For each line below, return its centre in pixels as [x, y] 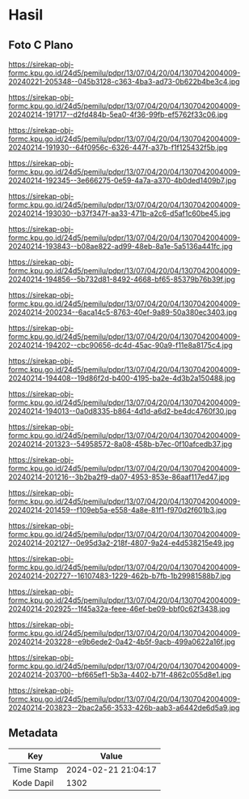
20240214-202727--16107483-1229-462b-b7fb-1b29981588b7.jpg [120, 576]
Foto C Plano [41, 45]
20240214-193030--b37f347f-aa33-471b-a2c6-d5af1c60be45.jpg [119, 213]
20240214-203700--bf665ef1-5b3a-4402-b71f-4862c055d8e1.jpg [120, 674]
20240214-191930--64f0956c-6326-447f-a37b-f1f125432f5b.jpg [118, 147]
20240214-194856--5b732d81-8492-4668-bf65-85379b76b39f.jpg [122, 279]
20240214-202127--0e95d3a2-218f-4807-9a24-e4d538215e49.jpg [121, 543]
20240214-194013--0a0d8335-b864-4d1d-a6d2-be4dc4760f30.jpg [122, 411]
